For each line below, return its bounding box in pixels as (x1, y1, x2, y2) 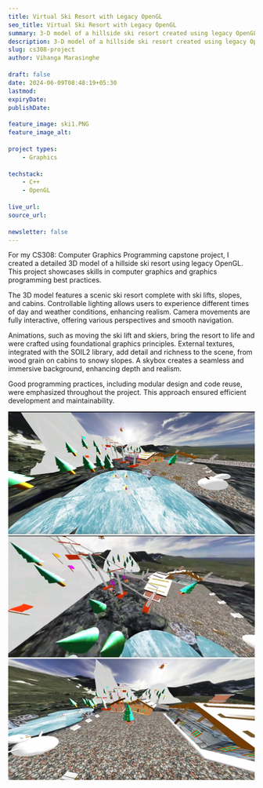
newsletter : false (8, 228, 68, 235)
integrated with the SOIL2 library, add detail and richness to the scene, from (8, 348, 253, 357)
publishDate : (8, 104, 51, 111)
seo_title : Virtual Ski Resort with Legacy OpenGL (8, 20, 177, 29)
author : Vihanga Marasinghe (8, 54, 100, 62)
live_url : (8, 203, 41, 211)
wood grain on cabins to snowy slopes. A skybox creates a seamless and (8, 356, 244, 365)
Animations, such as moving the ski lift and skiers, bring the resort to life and (8, 330, 255, 341)
